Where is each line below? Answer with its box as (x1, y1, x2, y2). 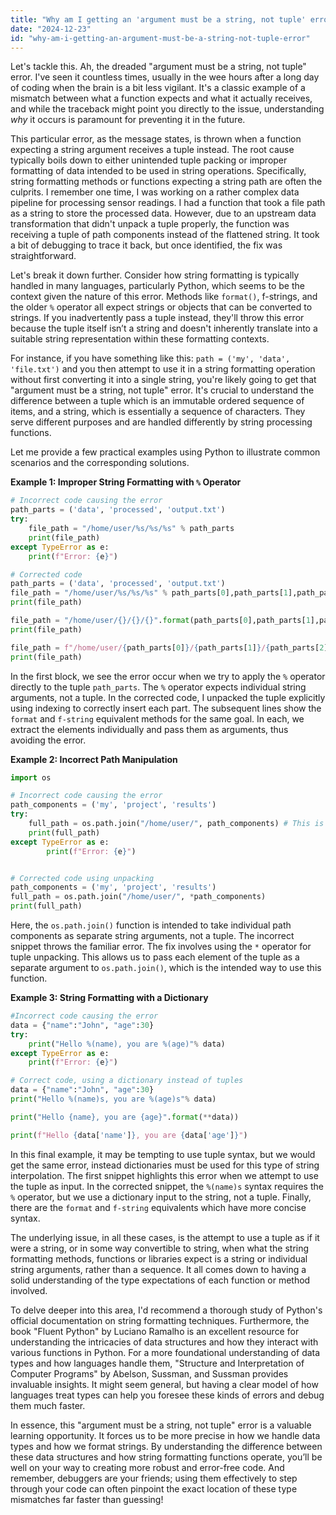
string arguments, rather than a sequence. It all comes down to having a (10, 1263, 307, 1275)
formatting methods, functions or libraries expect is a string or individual (10, 1252, 308, 1265)
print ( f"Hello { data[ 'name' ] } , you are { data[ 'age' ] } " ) (10, 1130, 248, 1140)
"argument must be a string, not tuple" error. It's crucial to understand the (10, 384, 315, 396)
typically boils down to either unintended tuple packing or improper (10, 154, 288, 166)
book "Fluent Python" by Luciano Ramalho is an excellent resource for (10, 1325, 300, 1337)
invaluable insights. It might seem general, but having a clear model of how (10, 1378, 319, 1390)
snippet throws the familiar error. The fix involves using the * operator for (10, 941, 312, 952)
